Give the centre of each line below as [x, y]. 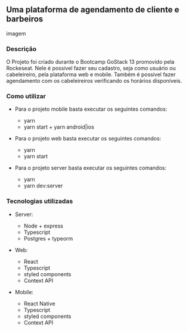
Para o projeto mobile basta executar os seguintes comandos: [91, 109]
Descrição [21, 49]
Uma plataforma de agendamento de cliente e [93, 10]
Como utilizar [26, 96]
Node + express [44, 226]
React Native [39, 304]
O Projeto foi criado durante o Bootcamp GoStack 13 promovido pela [90, 62]
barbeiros [25, 19]
